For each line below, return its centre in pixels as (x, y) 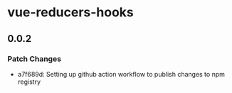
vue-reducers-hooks (70, 12)
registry (29, 82)
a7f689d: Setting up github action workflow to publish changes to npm (121, 74)
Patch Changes (35, 59)
